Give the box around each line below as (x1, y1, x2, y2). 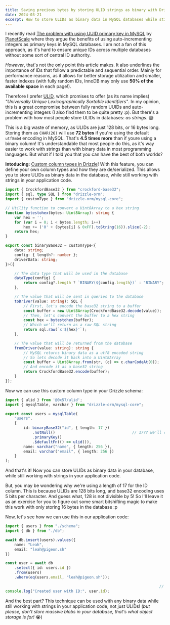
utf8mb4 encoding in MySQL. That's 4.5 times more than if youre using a (5, 135, 157, 142)
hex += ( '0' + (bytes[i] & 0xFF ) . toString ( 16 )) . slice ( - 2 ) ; (23, 225, 151, 230)
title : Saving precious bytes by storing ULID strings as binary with (5, 7, 157, 13)
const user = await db (5, 561, 53, 566)
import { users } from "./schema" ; (5, 524, 80, 529)
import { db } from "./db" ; (5, 528, 65, 533)
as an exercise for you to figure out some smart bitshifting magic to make (5, 499, 158, 505)
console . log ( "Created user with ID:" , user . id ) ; (5, 589, 110, 594)
